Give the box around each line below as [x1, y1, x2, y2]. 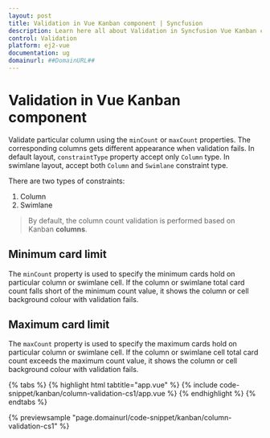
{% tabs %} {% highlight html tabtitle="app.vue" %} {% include [8, 380, 219, 390]
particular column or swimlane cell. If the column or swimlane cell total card [8, 347, 259, 358]
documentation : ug [8, 49, 70, 57]
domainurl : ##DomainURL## [8, 57, 95, 65]
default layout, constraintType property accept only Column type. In [8, 152, 231, 162]
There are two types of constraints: [8, 176, 125, 186]
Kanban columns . [27, 224, 88, 234]
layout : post [8, 11, 52, 20]
